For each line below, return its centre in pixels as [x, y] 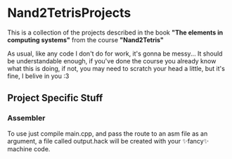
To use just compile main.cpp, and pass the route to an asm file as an [108, 133]
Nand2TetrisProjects [69, 13]
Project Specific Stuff [55, 98]
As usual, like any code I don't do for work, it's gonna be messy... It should [115, 53]
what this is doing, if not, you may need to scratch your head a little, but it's [116, 68]
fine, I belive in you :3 [38, 76]
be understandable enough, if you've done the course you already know [112, 61]
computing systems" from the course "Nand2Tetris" [85, 39]
